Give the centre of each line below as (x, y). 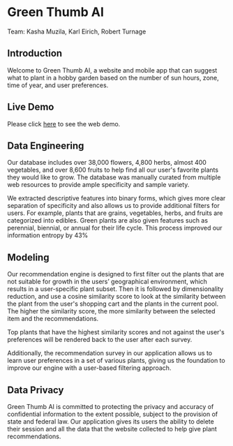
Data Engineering (46, 146)
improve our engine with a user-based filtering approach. (89, 368)
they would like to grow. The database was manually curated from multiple (114, 177)
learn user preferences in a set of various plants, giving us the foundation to (116, 361)
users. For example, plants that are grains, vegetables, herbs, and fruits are (115, 213)
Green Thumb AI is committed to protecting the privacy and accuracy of (111, 407)
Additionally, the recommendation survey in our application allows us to (110, 353)
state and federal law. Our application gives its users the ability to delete (111, 422)
